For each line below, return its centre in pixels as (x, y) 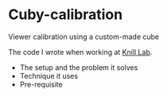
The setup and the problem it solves (79, 67)
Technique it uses (49, 76)
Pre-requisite (41, 84)
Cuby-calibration (66, 15)
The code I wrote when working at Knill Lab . (80, 52)
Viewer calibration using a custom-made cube (84, 37)
